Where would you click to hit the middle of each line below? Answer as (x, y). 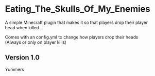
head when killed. (23, 27)
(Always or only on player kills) (36, 42)
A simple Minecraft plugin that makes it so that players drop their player (77, 22)
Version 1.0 (22, 58)
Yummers (15, 69)
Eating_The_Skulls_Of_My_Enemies (78, 9)
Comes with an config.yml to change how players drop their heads (72, 37)
